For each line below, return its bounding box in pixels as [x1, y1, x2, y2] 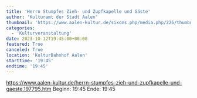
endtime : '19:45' [6, 63, 49, 69]
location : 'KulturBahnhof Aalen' [6, 52, 88, 58]
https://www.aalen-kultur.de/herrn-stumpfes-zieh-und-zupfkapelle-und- [6, 79, 183, 86]
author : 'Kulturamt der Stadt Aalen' [6, 14, 98, 20]
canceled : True [6, 47, 43, 53]
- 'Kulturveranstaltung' [11, 31, 72, 36]
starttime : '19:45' [6, 58, 54, 63]
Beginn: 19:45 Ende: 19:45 [52, 86, 116, 93]
